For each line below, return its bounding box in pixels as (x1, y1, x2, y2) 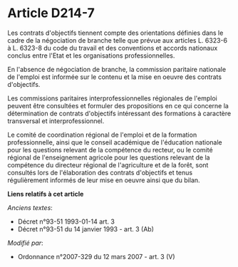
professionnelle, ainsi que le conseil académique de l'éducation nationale (7, 137, 222, 147)
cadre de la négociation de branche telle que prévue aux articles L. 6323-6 (7, 36, 228, 44)
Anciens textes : (7, 203, 53, 211)
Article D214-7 (7, 5, 95, 21)
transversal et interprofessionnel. (7, 116, 105, 125)
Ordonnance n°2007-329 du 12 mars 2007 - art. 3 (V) (17, 252, 176, 261)
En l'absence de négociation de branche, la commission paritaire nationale (7, 65, 227, 73)
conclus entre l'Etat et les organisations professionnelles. (7, 51, 175, 60)
